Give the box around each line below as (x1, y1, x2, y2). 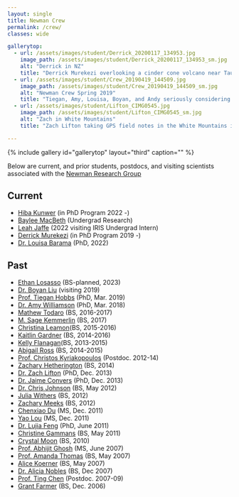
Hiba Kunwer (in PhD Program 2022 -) (17, 209, 130, 217)
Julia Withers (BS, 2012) (17, 391, 89, 400)
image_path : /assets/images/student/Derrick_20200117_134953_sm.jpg (20, 56, 228, 64)
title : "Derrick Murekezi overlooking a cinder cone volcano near (20, 69, 221, 77)
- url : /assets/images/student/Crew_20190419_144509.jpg (14, 76, 186, 83)
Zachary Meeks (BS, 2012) (17, 399, 96, 408)
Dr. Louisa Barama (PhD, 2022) (17, 239, 109, 247)
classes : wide (7, 30, 50, 38)
